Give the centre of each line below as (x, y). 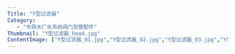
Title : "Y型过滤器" (34, 14)
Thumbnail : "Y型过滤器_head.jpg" (54, 33)
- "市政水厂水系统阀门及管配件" (57, 27)
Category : (22, 20)
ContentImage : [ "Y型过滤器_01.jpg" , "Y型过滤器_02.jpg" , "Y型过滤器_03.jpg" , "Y (117, 40)
